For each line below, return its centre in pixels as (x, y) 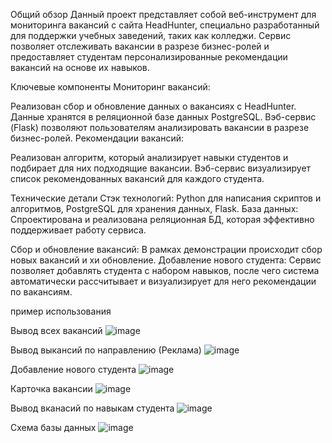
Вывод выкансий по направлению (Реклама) (106, 350)
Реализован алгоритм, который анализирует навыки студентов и (149, 157)
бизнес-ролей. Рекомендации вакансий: (97, 138)
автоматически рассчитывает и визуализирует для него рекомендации (163, 281)
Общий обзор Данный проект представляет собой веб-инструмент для (163, 14)
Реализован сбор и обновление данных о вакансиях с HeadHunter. (153, 106)
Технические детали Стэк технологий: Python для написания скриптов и (166, 198)
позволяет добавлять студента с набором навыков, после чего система (165, 270)
